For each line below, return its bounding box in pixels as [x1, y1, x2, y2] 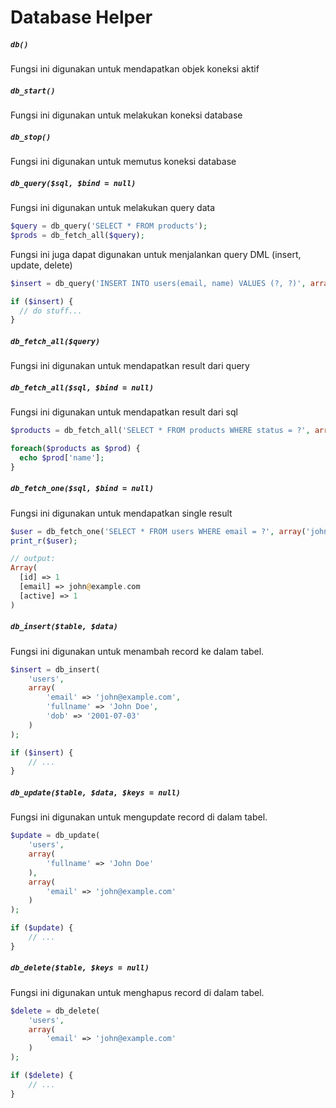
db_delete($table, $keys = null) [10, 963, 150, 973]
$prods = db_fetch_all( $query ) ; [10, 230, 145, 240]
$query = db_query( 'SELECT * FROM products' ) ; [10, 221, 208, 231]
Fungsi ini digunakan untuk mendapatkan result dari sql [10, 406, 238, 418]
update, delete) [10, 259, 73, 271]
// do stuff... [19, 306, 83, 316]
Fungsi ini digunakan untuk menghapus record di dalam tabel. [10, 986, 265, 998]
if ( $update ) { [10, 923, 74, 933]
